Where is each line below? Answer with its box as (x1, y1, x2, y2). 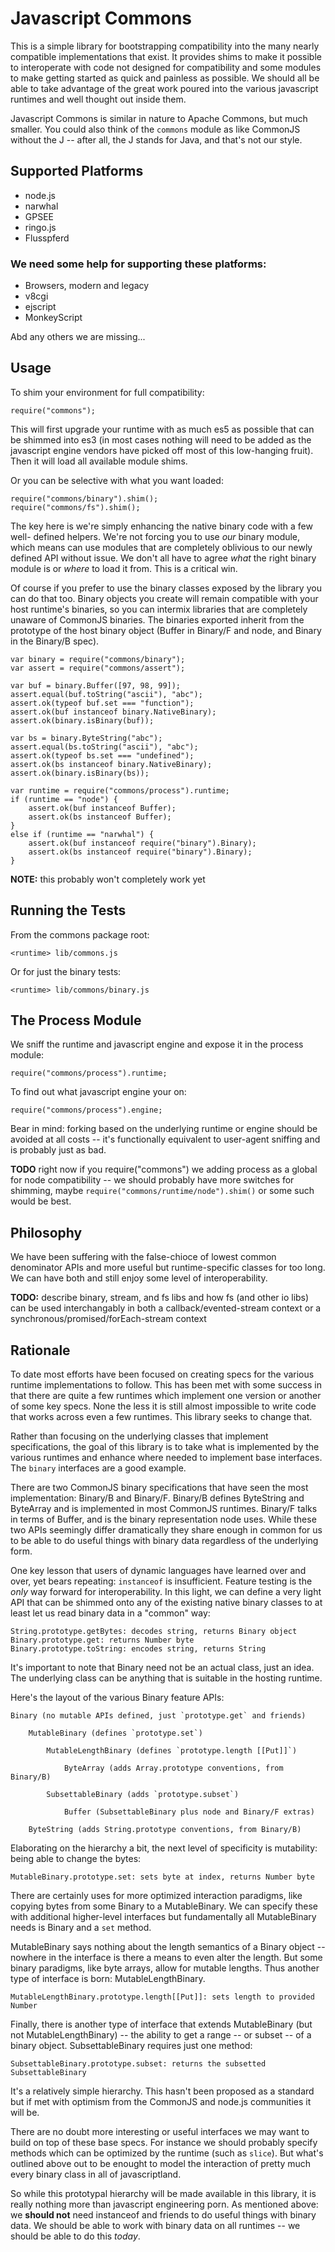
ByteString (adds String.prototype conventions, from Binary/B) (28, 1825, 302, 1835)
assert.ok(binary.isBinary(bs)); (10, 768, 150, 778)
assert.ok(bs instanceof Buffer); (28, 812, 172, 822)
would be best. (10, 1195, 72, 1207)
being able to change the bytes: (10, 1853, 142, 1865)
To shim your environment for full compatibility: (10, 386, 205, 398)
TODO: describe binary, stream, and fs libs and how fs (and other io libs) (10, 1292, 310, 1304)
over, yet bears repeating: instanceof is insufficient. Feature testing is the (10, 1575, 313, 1587)
